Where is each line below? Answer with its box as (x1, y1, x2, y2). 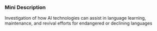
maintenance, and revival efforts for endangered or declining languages (4, 20, 152, 26)
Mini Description (4, 4, 46, 11)
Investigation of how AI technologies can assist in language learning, (4, 15, 146, 21)
